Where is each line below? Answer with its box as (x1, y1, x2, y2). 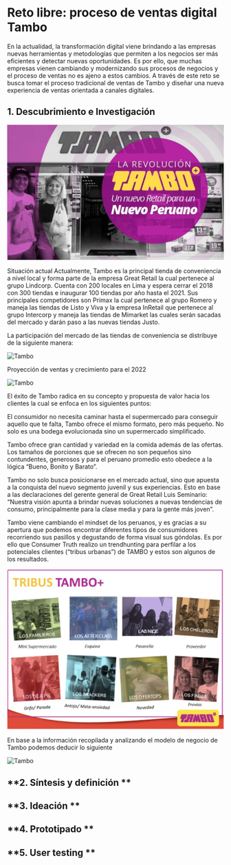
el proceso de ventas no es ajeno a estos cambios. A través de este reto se (7, 71, 220, 80)
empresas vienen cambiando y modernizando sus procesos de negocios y (7, 64, 219, 72)
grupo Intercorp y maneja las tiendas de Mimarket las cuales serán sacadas (7, 311, 221, 319)
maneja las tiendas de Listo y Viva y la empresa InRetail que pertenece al (7, 303, 214, 312)
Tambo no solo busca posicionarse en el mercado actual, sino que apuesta (7, 476, 220, 484)
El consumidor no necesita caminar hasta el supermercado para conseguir (7, 413, 219, 421)
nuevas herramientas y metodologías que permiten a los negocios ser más (7, 50, 219, 58)
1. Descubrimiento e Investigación (7, 106, 156, 118)
